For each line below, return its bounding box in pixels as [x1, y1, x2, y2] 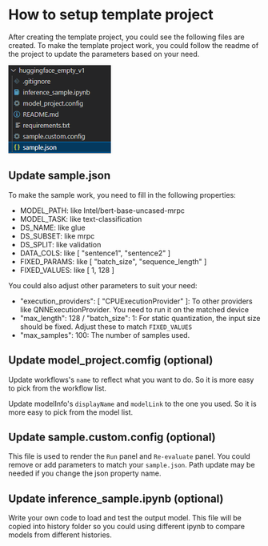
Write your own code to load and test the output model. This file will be [8, 513, 242, 523]
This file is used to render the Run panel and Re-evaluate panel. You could [8, 452, 250, 461]
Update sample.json [8, 169, 110, 183]
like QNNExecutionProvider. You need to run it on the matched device [19, 304, 250, 314]
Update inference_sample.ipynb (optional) [8, 492, 224, 505]
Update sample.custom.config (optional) [8, 430, 216, 444]
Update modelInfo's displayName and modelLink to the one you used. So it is [8, 399, 258, 408]
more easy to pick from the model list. [8, 407, 134, 417]
